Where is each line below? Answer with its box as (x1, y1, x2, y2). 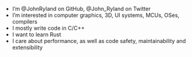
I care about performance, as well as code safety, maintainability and (12, 38, 186, 44)
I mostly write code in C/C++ (12, 24, 85, 32)
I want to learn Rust (12, 31, 61, 38)
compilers (12, 18, 38, 25)
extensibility (12, 44, 43, 51)
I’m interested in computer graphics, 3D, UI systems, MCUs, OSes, (12, 12, 180, 19)
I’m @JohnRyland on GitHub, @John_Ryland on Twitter (12, 5, 151, 12)
